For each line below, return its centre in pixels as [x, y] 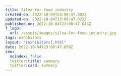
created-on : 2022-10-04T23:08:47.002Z [46, 14]
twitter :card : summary [34, 65]
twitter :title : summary [35, 61]
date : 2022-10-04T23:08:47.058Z [39, 47]
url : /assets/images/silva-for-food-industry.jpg [63, 33]
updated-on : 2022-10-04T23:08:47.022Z [46, 19]
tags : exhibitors [23, 38]
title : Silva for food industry [39, 10]
